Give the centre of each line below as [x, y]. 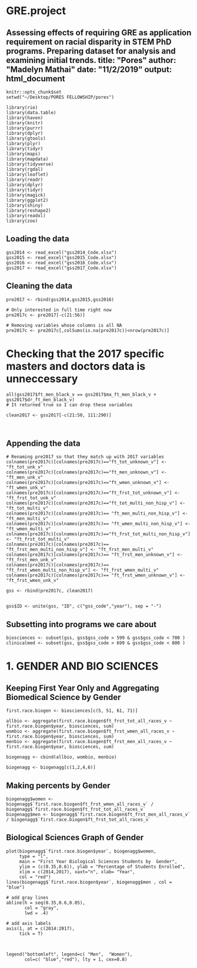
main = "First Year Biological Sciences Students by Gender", [98, 861]
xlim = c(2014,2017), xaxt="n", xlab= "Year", [77, 872]
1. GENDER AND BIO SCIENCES [82, 666]
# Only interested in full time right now [59, 310]
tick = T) [31, 934]
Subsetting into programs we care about [81, 624]
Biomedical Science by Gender [64, 697]
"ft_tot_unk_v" [25, 467]
